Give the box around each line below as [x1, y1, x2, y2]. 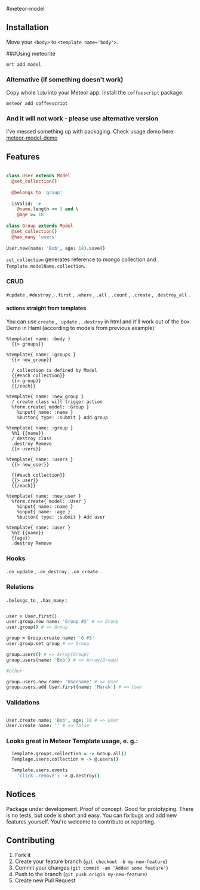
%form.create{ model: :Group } [11, 404, 90, 410]
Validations [6, 698, 40, 707]
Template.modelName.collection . [6, 262, 85, 270]
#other [6, 668, 23, 674]
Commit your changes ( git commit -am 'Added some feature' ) [14, 864, 168, 871]
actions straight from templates [6, 305, 87, 312]
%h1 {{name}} [11, 430, 44, 436]
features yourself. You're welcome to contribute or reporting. [6, 818, 156, 825]
